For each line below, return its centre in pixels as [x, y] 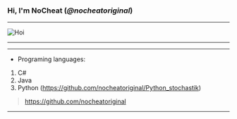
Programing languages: [51, 59]
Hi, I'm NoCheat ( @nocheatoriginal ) [70, 11]
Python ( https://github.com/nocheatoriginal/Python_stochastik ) [109, 88]
